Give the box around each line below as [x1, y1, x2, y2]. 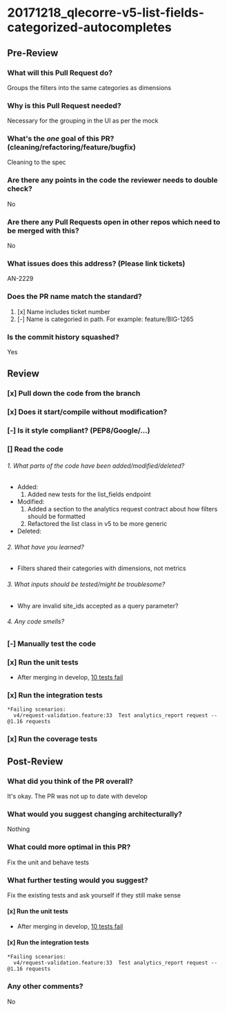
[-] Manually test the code [7, 639, 97, 648]
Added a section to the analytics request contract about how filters [27, 505, 218, 513]
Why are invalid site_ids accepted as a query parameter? [17, 601, 179, 610]
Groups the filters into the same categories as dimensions [7, 83, 171, 91]
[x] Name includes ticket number [17, 307, 110, 316]
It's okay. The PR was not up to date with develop [7, 792, 148, 801]
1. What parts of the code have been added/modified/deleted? [7, 462, 185, 470]
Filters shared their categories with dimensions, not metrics [17, 564, 186, 572]
